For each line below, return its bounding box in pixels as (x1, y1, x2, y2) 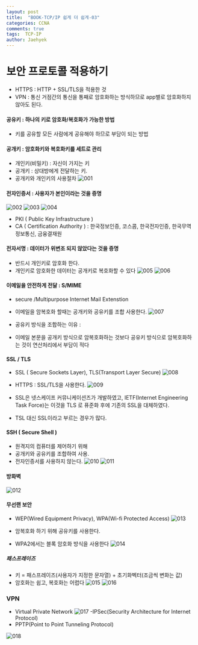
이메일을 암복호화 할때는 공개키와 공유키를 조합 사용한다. (14, 308, 147, 315)
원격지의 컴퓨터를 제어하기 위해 (14, 442, 88, 450)
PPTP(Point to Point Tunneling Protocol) (14, 621, 114, 628)
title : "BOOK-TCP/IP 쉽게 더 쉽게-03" (6, 14, 101, 20)
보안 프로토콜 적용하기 (6, 64, 108, 78)
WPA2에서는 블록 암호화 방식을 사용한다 (14, 540, 110, 547)
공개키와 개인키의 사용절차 (14, 175, 77, 182)
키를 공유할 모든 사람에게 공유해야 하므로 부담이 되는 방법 (14, 130, 149, 137)
